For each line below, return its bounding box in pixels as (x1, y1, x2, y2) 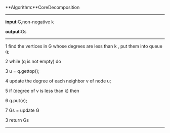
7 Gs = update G (5, 107, 39, 113)
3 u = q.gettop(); (5, 68, 39, 74)
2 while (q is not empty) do (5, 58, 62, 64)
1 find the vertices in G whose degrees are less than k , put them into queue (5, 43, 163, 49)
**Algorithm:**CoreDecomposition (5, 5, 80, 10)
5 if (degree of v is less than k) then (5, 88, 79, 94)
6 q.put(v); (5, 98, 27, 103)
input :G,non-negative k (5, 19, 54, 25)
